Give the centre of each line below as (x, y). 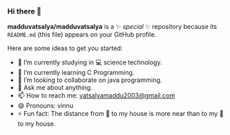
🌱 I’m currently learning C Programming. (76, 73)
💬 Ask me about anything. (55, 88)
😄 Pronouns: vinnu (46, 106)
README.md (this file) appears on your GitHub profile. (82, 35)
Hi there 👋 (25, 11)
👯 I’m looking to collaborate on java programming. (90, 80)
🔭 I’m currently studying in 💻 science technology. (90, 62)
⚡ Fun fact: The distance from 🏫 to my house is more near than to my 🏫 (121, 114)
